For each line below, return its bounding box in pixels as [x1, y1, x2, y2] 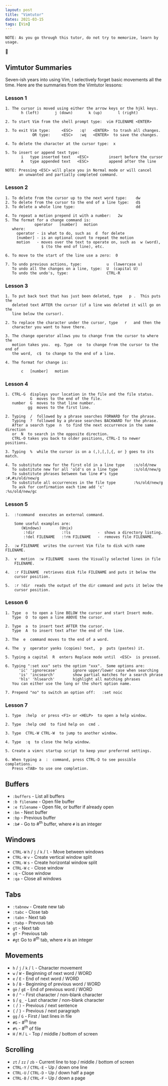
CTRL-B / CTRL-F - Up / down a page [12, 1075, 86, 1081]
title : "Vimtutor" [5, 12, 44, 17]
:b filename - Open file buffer [12, 798, 75, 804]
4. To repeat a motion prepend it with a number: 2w [5, 213, 123, 218]
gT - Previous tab [12, 930, 48, 937]
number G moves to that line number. [12, 401, 96, 406]
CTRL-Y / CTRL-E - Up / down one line [12, 1064, 88, 1070]
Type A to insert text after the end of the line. [12, 628, 125, 633]
